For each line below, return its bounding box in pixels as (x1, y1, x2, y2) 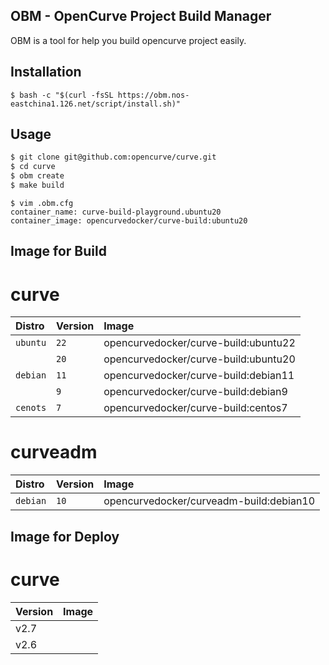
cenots (15, 402, 47, 414)
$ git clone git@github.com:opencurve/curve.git (10, 152, 217, 163)
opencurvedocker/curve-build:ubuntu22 (103, 336, 296, 350)
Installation (10, 64, 82, 81)
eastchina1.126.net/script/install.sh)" (10, 99, 182, 109)
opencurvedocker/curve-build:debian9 (103, 385, 288, 399)
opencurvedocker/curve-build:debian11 (103, 369, 295, 383)
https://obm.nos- (117, 90, 190, 100)
